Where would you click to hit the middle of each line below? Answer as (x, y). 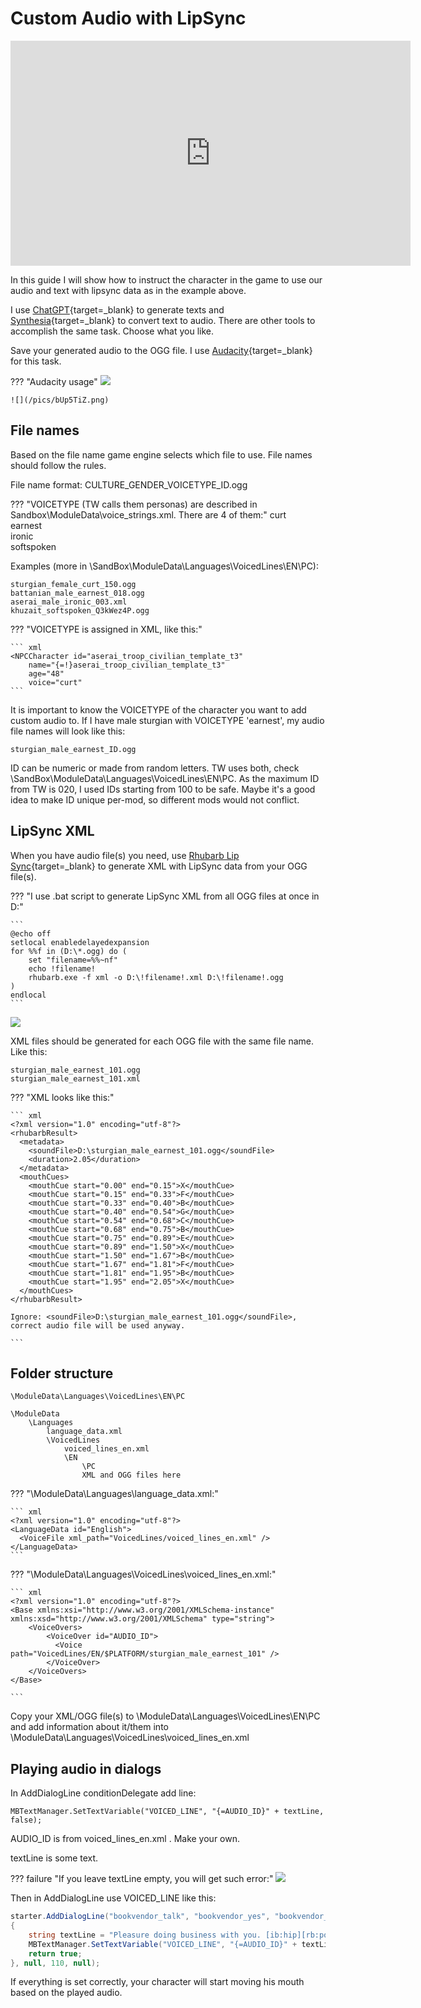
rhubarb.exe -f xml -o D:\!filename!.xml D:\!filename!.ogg (156, 977)
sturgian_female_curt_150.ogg (73, 584)
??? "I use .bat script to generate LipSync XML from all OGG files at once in (165, 896)
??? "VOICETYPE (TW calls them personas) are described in (134, 504)
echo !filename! (62, 968)
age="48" (46, 673)
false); (26, 1820)
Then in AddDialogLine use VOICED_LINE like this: (113, 1898)
